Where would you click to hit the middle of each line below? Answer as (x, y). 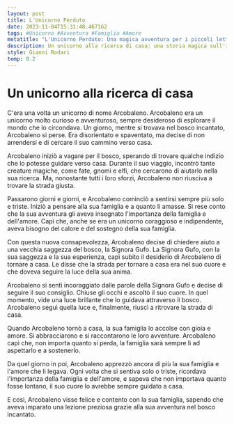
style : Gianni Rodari (39, 53)
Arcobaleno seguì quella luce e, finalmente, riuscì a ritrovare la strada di (110, 307)
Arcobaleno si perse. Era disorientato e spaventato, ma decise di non (106, 135)
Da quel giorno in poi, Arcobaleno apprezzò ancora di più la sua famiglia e (113, 363)
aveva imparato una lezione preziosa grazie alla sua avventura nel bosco (111, 407)
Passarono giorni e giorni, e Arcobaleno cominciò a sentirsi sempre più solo (116, 198)
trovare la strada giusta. (41, 185)
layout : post (26, 14)
